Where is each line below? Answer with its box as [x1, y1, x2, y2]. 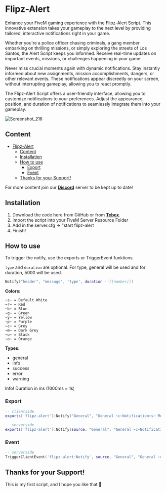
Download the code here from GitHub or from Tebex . [12, 211, 121, 218]
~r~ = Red [5, 302, 26, 307]
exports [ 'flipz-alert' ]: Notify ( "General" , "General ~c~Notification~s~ [5, 413, 156, 418]
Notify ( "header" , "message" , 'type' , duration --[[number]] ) [5, 279, 134, 285]
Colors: [5, 288, 21, 294]
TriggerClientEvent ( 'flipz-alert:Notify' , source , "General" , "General [5, 454, 156, 460]
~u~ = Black [5, 332, 30, 337]
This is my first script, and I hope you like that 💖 [5, 481, 102, 487]
